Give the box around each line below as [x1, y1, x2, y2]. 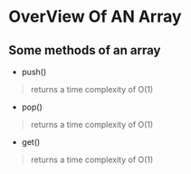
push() [21, 66, 47, 77]
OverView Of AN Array [8, 6, 182, 27]
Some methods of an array [8, 43, 161, 58]
